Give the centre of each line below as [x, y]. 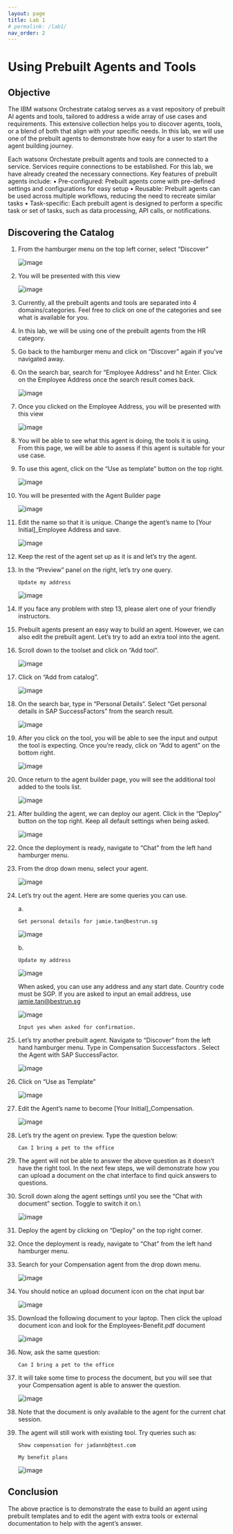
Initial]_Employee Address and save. [69, 530]
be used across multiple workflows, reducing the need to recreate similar [112, 196]
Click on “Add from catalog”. [58, 677]
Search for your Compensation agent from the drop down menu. [109, 1265]
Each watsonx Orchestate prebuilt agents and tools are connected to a [108, 159]
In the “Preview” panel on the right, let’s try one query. [95, 570]
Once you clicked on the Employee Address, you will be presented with [119, 407]
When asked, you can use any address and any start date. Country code [121, 987]
